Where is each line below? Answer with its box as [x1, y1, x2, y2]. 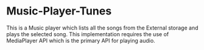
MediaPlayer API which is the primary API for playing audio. [6, 37, 155, 44]
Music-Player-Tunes [6, 4, 112, 18]
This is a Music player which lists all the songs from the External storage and [6, 24, 199, 31]
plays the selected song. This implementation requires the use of [6, 30, 169, 37]
